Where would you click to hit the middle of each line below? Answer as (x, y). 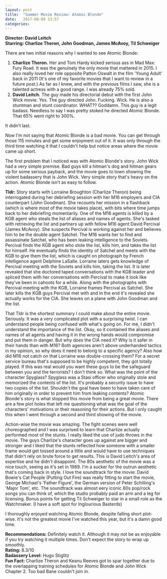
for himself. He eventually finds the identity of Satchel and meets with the (81, 250)
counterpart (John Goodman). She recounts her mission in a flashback (78, 203)
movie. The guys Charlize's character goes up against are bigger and (76, 440)
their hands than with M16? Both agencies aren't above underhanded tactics (83, 346)
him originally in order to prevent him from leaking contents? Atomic (75, 393)
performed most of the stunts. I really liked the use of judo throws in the (79, 435)
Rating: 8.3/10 (20, 550)
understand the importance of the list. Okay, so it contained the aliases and (82, 330)
